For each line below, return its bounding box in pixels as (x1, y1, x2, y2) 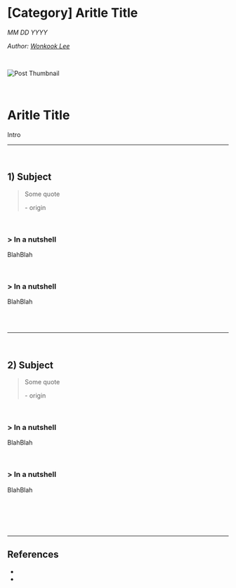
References (7, 549, 59, 561)
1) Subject (7, 171, 52, 183)
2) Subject (7, 359, 54, 371)
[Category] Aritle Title (7, 5, 138, 21)
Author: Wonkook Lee (7, 41, 70, 50)
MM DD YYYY (7, 28, 48, 37)
